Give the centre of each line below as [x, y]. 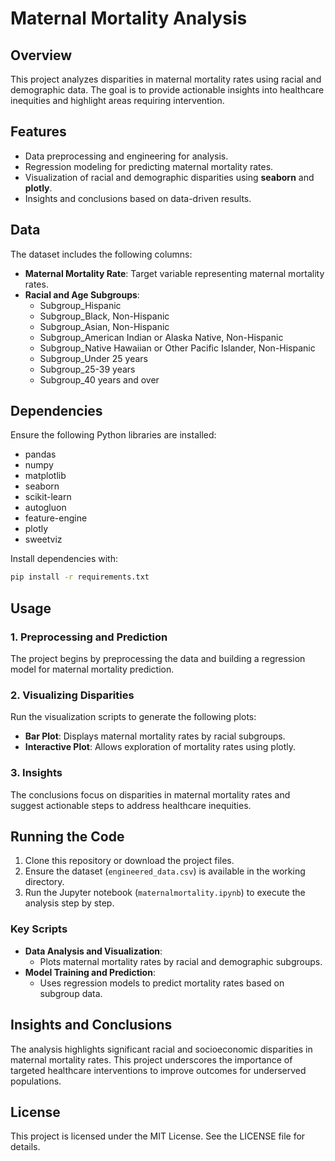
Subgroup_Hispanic [80, 305]
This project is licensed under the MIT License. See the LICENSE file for [158, 1136]
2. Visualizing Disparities [72, 695]
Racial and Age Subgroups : [82, 294]
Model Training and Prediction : [90, 972]
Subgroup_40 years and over [99, 379]
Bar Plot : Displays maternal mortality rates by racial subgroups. [155, 736]
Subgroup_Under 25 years [93, 358]
